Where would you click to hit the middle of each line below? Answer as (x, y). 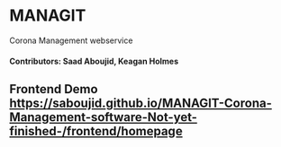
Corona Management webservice (71, 40)
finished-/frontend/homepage (96, 131)
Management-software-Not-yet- (104, 117)
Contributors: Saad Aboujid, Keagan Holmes (94, 61)
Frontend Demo (54, 89)
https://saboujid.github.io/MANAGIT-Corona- (141, 103)
